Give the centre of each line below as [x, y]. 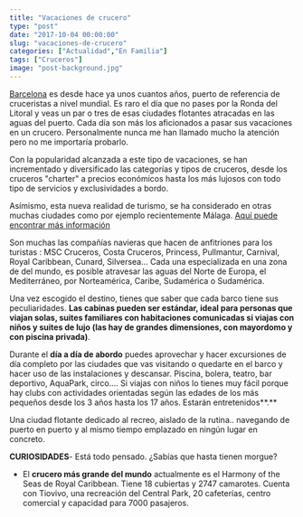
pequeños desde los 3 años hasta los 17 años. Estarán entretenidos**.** [143, 402]
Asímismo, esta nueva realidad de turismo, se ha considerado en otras [141, 205]
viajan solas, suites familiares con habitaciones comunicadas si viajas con [152, 317]
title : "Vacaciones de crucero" [70, 18]
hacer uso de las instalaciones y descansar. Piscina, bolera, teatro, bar [141, 373]
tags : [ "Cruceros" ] [46, 60]
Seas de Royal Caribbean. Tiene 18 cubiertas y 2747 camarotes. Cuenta [156, 484]
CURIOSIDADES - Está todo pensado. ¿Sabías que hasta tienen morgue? [143, 456]
